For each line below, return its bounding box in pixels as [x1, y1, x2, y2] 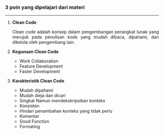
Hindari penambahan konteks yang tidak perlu [19, 108, 112, 114]
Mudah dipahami [19, 87, 54, 94]
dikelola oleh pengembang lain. [12, 39, 75, 45]
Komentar [19, 114, 40, 119]
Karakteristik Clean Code [12, 78, 64, 84]
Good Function [19, 118, 50, 124]
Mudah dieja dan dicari [19, 93, 66, 98]
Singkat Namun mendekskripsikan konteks [19, 98, 105, 104]
